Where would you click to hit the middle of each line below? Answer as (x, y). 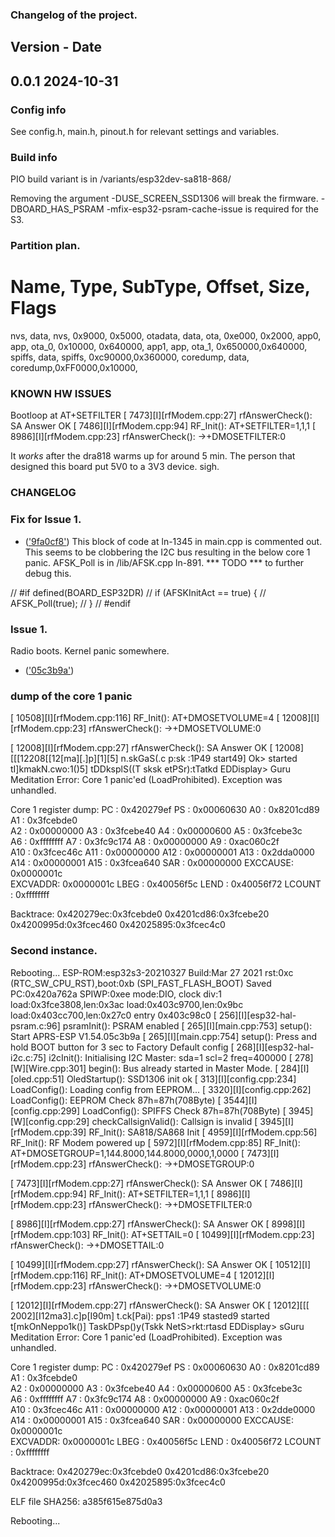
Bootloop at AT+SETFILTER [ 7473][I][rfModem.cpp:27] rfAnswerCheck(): (161, 415)
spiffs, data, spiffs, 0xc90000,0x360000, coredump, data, (130, 357)
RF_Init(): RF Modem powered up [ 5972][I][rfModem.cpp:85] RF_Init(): (155, 1142)
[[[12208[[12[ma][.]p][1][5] (64, 759)
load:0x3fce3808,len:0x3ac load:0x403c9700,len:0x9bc (127, 1004)
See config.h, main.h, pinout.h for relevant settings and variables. (145, 131)
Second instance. (54, 951)
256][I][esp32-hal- (257, 1015)
